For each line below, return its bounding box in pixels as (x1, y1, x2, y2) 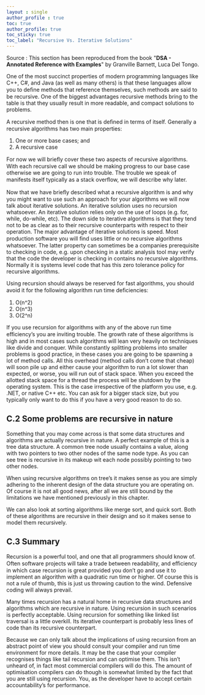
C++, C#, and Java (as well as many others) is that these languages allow (6, 79, 192, 86)
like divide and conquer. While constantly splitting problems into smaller (6, 344, 188, 351)
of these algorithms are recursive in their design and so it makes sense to (6, 512, 192, 519)
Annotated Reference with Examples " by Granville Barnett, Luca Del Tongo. (6, 61, 199, 68)
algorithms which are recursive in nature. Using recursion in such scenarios (6, 604, 197, 612)
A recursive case (15, 143, 58, 151)
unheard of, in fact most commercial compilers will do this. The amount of (6, 662, 192, 669)
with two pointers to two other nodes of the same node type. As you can (6, 449, 189, 457)
